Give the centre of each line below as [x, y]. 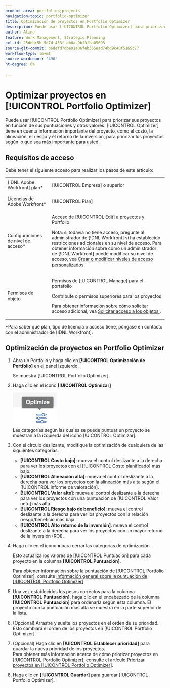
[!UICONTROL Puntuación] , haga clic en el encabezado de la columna [86, 597]
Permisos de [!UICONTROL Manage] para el [97, 281]
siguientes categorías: [36, 450]
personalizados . [68, 265]
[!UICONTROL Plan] [72, 201]
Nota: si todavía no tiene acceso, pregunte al [98, 232]
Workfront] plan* [25, 188]
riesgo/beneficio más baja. [48, 519]
